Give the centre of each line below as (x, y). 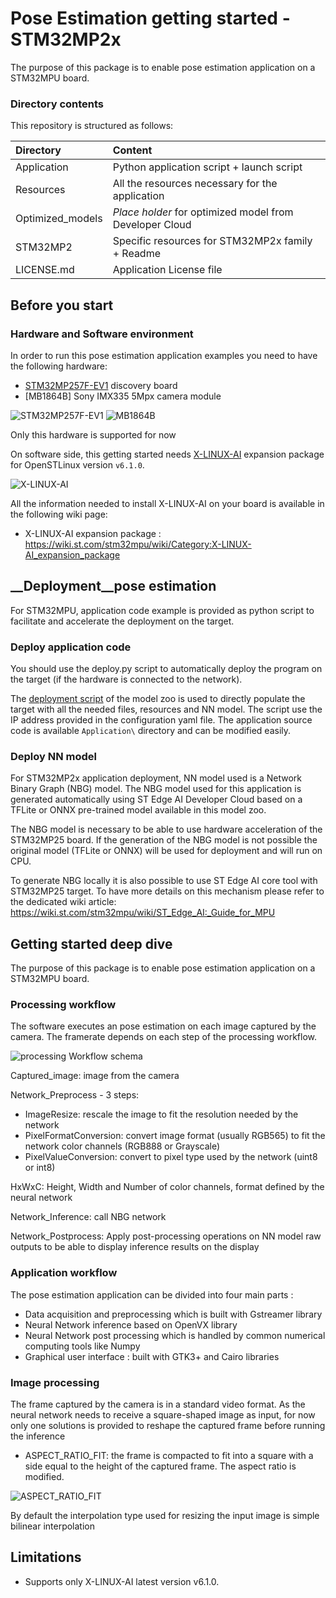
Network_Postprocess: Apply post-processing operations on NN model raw (166, 1236)
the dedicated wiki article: (63, 902)
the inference (38, 1436)
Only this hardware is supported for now (93, 434)
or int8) (40, 1168)
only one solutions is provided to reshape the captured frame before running (168, 1426)
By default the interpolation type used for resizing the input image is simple (165, 1516)
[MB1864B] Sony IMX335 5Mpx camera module (123, 396)
